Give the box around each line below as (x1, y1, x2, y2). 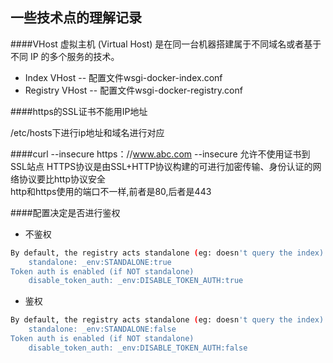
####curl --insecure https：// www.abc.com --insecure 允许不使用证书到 (10, 148, 311, 160)
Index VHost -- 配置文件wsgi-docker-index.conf (24, 71, 223, 83)
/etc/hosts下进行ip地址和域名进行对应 (10, 126, 165, 138)
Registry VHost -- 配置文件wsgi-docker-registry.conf (24, 84, 243, 96)
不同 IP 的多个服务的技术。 (10, 50, 120, 62)
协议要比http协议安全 (18, 173, 107, 185)
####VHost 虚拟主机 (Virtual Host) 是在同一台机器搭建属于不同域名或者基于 (10, 38, 322, 50)
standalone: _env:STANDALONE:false (28, 324, 177, 335)
